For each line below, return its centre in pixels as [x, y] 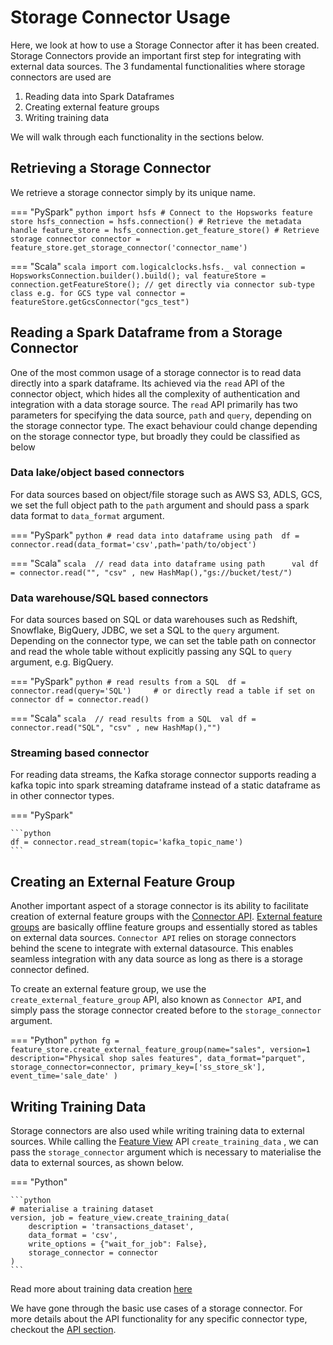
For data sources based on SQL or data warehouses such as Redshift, [154, 620]
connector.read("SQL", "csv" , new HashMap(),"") [116, 728]
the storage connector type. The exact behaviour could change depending [164, 425]
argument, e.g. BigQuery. [62, 662]
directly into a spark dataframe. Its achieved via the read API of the [147, 383]
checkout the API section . [63, 1330]
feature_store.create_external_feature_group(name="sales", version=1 [160, 1050]
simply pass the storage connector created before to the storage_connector [166, 1010]
